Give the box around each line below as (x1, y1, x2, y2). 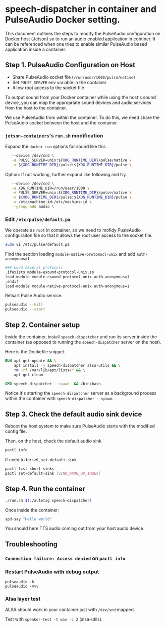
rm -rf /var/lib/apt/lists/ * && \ (14, 367, 85, 373)
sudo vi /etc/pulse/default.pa (5, 242, 70, 247)
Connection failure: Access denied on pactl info (5, 555, 125, 562)
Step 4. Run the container (5, 485, 86, 493)
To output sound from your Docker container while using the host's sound (5, 94, 156, 100)
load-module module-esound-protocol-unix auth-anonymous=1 (5, 274, 130, 279)
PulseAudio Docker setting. (5, 14, 120, 25)
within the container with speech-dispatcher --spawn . (5, 396, 114, 402)
